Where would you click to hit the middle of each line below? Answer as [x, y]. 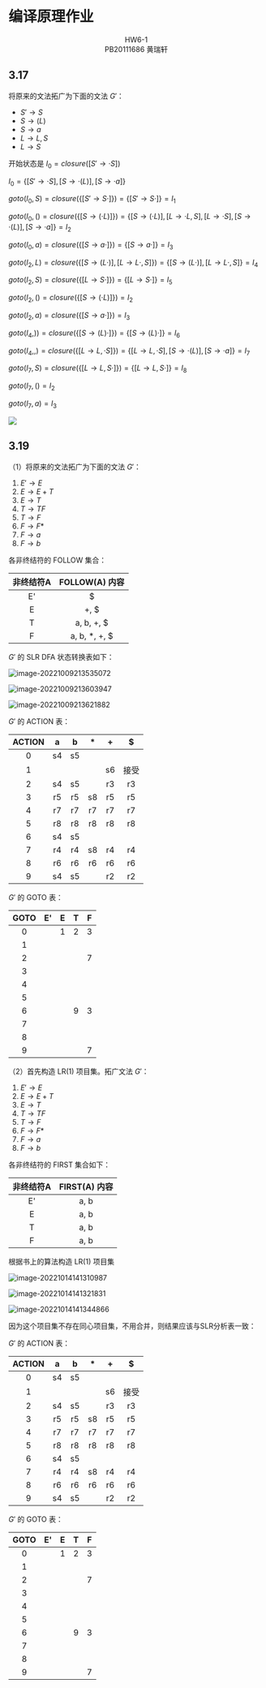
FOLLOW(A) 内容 [92, 582]
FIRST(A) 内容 [86, 1186]
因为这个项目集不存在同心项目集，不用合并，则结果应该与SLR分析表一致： [132, 1326]
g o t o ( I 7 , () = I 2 [32, 386]
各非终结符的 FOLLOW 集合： [58, 560]
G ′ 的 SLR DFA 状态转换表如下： [61, 657]
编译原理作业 [51, 17]
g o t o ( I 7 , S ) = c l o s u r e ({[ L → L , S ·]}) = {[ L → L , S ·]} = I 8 [98, 369]
